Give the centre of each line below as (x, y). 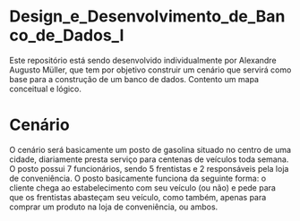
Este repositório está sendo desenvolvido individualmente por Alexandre (143, 60)
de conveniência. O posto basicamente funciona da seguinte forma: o (138, 178)
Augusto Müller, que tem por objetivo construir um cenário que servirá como (150, 70)
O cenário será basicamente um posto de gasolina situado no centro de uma (150, 149)
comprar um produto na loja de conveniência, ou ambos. (114, 207)
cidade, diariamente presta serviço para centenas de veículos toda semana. (149, 159)
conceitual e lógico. (46, 89)
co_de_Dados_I (67, 35)
